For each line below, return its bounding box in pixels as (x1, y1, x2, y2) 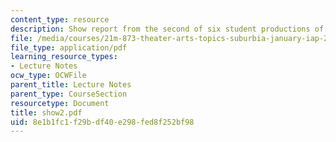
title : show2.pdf (10, 107, 83, 118)
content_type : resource (10, 14, 110, 25)
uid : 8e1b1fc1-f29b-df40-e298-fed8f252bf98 (10, 117, 195, 127)
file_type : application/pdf (10, 42, 128, 53)
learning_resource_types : (10, 52, 118, 62)
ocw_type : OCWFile (10, 71, 87, 81)
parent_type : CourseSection (10, 89, 128, 99)
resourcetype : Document (10, 98, 110, 108)
